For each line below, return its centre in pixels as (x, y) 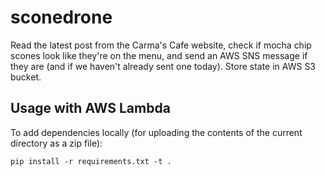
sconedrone (61, 17)
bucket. (26, 77)
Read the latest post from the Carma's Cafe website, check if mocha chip (161, 45)
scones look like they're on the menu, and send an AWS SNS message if (159, 55)
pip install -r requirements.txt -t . (91, 161)
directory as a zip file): (56, 143)
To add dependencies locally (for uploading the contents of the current (156, 132)
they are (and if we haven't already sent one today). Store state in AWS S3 (163, 66)
